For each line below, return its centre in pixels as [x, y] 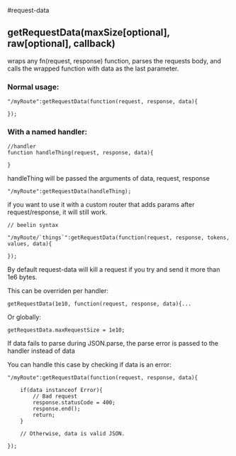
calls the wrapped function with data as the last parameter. [93, 68]
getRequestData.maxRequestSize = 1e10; [66, 330]
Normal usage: [33, 87]
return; [44, 415]
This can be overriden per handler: [58, 291]
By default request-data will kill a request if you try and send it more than [114, 270]
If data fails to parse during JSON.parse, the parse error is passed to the [113, 344]
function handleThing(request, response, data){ [80, 153]
